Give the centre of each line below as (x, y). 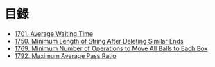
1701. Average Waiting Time (53, 33)
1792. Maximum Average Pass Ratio (65, 55)
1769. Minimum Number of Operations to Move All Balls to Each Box (111, 48)
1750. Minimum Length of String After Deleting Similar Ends (99, 41)
